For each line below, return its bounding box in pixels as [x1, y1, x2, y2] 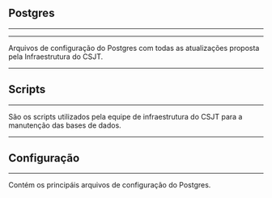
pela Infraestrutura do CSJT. [8, 52, 104, 61]
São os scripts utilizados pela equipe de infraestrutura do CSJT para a [8, 112, 243, 121]
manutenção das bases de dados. [8, 120, 121, 130]
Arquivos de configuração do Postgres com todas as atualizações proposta [8, 43, 260, 53]
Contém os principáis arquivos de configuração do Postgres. [8, 180, 211, 190]
